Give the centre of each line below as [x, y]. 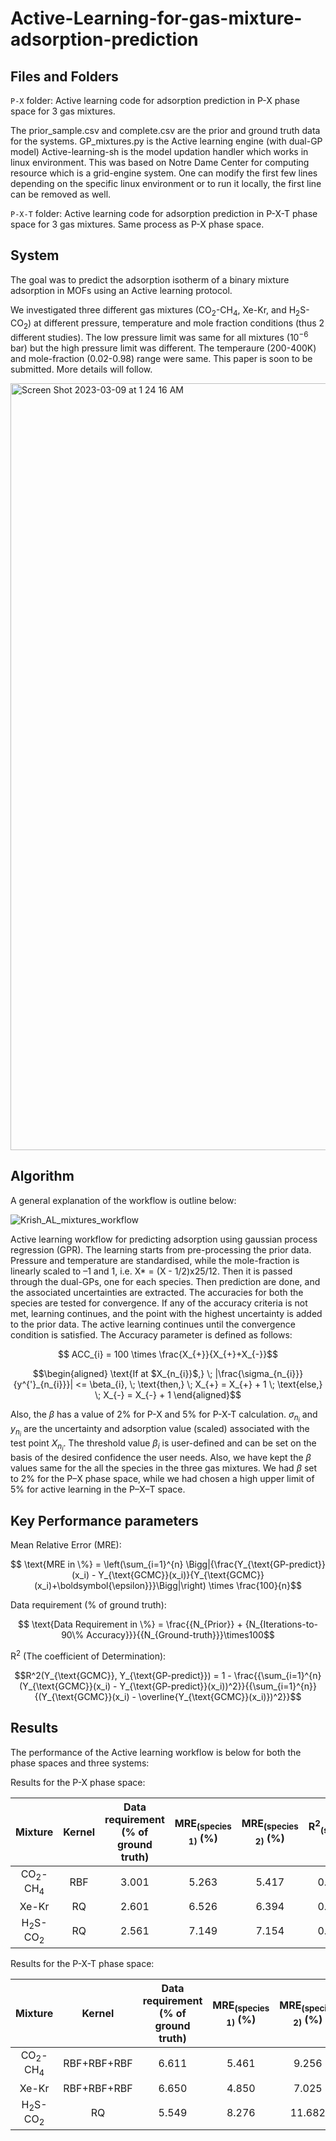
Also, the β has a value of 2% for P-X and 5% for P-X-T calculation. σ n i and [164, 1416]
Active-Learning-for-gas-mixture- [156, 18]
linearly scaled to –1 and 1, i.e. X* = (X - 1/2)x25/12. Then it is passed [151, 1271]
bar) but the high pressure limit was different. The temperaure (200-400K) [163, 348]
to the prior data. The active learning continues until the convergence [153, 1324]
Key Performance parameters [104, 1520]
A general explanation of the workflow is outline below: [123, 1200]
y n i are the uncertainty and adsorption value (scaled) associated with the [160, 1431]
